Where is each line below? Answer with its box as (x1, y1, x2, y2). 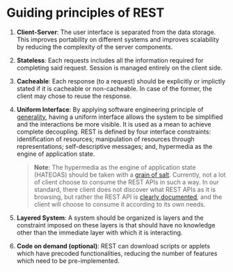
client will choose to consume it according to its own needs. (33, 200, 206, 208)
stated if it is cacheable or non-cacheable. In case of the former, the (16, 84, 213, 93)
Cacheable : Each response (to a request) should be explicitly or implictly (16, 77, 226, 85)
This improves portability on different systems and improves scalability (16, 35, 220, 43)
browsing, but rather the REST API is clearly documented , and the (33, 193, 223, 201)
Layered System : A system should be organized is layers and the (16, 214, 204, 222)
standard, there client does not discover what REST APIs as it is (33, 185, 216, 193)
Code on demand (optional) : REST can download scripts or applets (16, 241, 210, 250)
